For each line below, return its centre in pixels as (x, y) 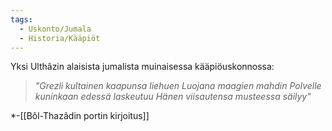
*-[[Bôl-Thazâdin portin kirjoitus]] (80, 116)
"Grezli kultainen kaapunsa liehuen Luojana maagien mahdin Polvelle (178, 86)
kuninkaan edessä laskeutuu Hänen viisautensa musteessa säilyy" (173, 97)
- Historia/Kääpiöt (60, 38)
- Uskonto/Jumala (55, 29)
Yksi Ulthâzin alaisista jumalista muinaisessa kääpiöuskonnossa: (142, 67)
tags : (21, 19)
